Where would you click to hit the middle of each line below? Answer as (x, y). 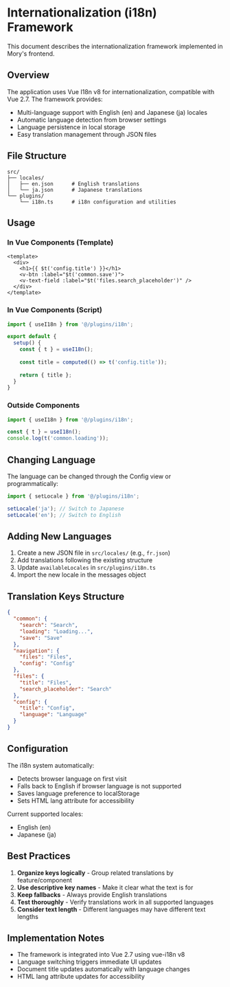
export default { (32, 337)
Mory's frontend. (31, 54)
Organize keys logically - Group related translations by (95, 873)
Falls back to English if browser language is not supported (99, 786)
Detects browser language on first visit (72, 779)
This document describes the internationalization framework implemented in (115, 46)
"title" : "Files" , (46, 683)
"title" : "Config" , (47, 708)
